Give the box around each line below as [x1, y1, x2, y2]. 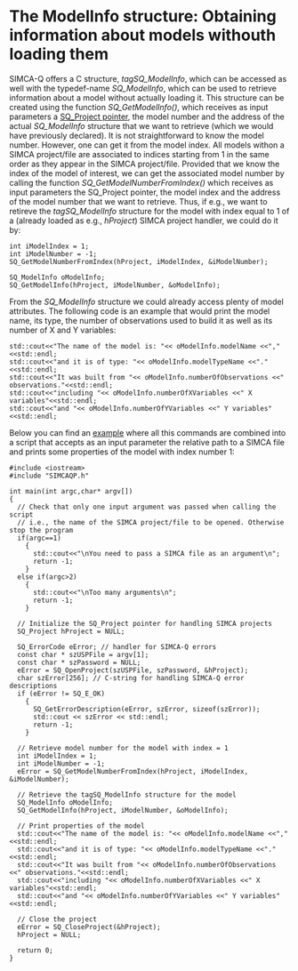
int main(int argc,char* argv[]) [9, 486, 133, 495]
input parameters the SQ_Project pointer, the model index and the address [9, 187, 281, 197]
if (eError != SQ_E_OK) [17, 689, 105, 698]
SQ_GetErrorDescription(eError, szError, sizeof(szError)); [32, 704, 261, 713]
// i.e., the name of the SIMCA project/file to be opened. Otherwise [17, 518, 285, 526]
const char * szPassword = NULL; [17, 658, 141, 667]
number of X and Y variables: [9, 325, 117, 335]
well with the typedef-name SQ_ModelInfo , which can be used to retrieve [9, 83, 278, 93]
